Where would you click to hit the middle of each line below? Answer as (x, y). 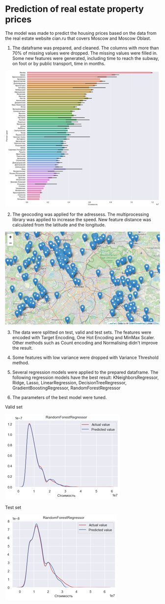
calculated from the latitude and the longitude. (59, 225)
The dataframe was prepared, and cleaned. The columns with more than (85, 48)
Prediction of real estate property (74, 9)
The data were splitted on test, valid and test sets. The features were (82, 332)
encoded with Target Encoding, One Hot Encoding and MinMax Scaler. (83, 338)
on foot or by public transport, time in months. (59, 63)
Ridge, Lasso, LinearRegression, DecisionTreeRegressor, (69, 383)
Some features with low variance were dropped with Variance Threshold (85, 358)
